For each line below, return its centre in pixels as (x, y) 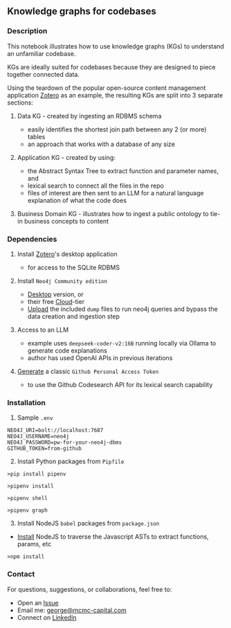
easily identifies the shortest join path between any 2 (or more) (117, 129)
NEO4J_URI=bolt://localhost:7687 (55, 431)
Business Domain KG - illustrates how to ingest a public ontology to (113, 213)
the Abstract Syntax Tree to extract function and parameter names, (123, 171)
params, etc (34, 544)
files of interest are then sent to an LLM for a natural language (115, 192)
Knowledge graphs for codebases (82, 11)
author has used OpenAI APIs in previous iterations (100, 358)
